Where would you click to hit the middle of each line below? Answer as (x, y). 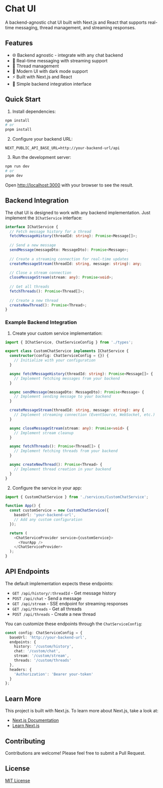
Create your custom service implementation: (57, 333)
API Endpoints (27, 571)
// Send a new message (33, 246)
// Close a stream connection (40, 273)
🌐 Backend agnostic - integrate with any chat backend (67, 55)
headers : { (21, 669)
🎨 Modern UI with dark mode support (50, 71)
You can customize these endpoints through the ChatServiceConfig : (74, 624)
